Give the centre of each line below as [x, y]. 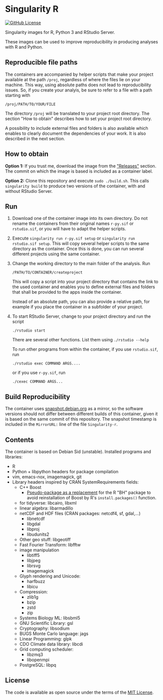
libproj [33, 529]
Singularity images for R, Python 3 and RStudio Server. [60, 32]
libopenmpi [38, 660]
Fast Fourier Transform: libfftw [50, 545]
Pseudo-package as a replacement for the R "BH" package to [89, 492]
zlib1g [33, 597]
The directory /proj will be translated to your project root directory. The [77, 113]
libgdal [34, 524]
